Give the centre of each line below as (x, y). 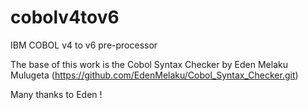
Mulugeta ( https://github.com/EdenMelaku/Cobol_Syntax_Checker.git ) (154, 75)
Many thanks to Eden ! (56, 94)
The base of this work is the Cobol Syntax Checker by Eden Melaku (149, 64)
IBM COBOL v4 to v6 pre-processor (84, 45)
